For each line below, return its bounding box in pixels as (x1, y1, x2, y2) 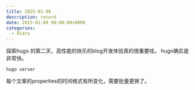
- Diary (11, 31, 31, 36)
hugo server (6, 66, 35, 72)
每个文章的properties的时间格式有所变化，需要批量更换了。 (6, 78, 150, 85)
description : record (6, 14, 57, 20)
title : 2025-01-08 (6, 8, 51, 15)
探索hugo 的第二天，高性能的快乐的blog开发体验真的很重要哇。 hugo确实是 (6, 48, 189, 55)
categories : (6, 25, 35, 31)
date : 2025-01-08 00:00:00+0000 (6, 19, 85, 25)
